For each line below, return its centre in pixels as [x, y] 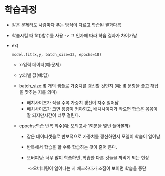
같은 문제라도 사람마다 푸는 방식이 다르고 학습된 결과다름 [67, 25]
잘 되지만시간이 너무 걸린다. [53, 115]
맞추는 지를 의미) [41, 92]
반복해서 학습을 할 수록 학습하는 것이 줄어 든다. [72, 147]
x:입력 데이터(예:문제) [40, 64]
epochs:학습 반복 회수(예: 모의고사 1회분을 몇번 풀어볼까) [75, 126]
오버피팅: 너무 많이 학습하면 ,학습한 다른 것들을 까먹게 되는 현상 [88, 157]
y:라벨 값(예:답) [34, 75]
